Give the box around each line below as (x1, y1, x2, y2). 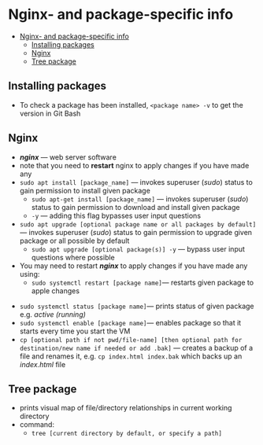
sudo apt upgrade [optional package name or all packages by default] (19, 220, 257, 229)
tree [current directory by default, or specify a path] (31, 430, 223, 438)
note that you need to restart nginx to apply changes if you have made (19, 160, 250, 170)
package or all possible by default (19, 236, 130, 245)
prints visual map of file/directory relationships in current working (19, 403, 232, 413)
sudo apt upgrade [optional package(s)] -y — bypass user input (31, 244, 246, 253)
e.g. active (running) (19, 309, 87, 319)
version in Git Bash (19, 108, 81, 118)
